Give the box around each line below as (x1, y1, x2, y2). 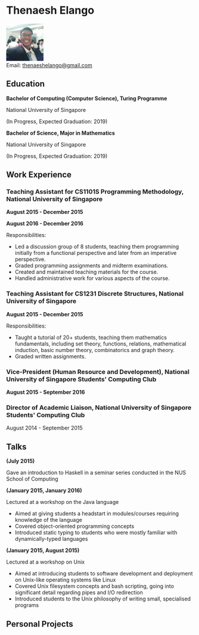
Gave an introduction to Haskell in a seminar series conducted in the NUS (6, 469, 186, 477)
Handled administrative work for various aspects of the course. (14, 275, 170, 282)
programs (14, 602, 39, 609)
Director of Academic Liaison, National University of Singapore (6, 403, 192, 412)
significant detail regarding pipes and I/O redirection (14, 589, 143, 596)
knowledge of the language (14, 516, 82, 524)
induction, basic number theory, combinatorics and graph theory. (14, 346, 175, 353)
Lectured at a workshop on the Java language (6, 499, 119, 506)
